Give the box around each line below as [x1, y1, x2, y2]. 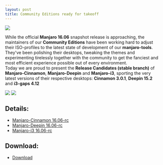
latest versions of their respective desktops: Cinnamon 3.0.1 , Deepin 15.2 [5, 75, 153, 81]
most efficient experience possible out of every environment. [5, 60, 127, 66]
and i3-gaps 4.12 [5, 81, 40, 86]
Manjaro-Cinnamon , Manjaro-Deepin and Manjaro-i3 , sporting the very [5, 70, 151, 76]
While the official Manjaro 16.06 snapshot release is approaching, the [5, 34, 145, 40]
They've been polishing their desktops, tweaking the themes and [5, 49, 135, 55]
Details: [5, 104, 29, 113]
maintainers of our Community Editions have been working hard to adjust [5, 39, 153, 45]
